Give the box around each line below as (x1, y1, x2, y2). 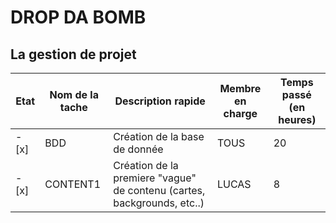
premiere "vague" (113, 171, 197, 185)
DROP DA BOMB (10, 6, 147, 29)
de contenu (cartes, (113, 184, 206, 197)
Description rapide (114, 94, 206, 108)
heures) (278, 113, 317, 126)
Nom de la (49, 88, 99, 101)
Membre (219, 82, 262, 95)
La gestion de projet (10, 46, 137, 63)
